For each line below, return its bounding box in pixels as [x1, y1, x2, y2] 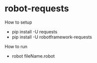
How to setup [4, 19, 32, 25]
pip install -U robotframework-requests [11, 34, 93, 40]
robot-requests [4, 3, 69, 14]
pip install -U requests [11, 29, 58, 34]
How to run [4, 43, 28, 49]
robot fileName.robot [11, 53, 55, 59]
